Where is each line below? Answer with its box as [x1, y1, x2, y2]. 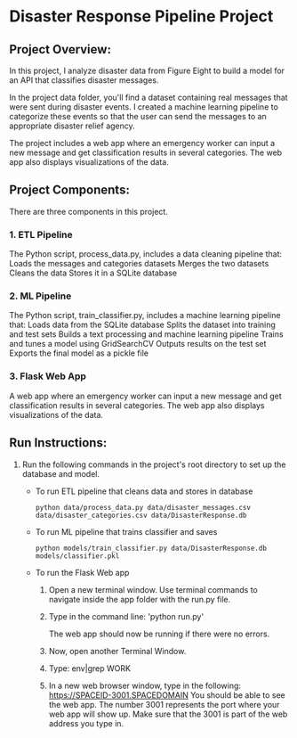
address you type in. [48, 717, 124, 728]
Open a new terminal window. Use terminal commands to [48, 584, 258, 594]
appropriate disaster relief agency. [9, 120, 135, 131]
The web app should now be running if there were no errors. [48, 628, 270, 639]
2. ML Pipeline [9, 290, 72, 302]
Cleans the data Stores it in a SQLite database [9, 267, 178, 278]
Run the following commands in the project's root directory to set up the [21, 459, 286, 470]
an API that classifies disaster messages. [9, 75, 159, 86]
